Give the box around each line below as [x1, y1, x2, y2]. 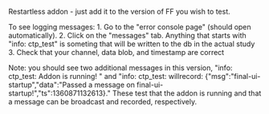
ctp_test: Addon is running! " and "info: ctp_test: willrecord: [8, 72, 203, 81]
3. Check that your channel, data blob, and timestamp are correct [8, 48, 225, 57]
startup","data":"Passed [8, 80, 87, 89]
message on [94, 80, 135, 89]
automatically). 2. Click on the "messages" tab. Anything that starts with [8, 31, 247, 40]
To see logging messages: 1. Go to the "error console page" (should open [8, 22, 251, 31]
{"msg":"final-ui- [204, 72, 261, 81]
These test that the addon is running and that [112, 88, 262, 98]
